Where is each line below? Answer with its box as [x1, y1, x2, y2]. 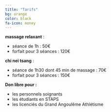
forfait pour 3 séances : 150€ [12, 72, 71, 78]
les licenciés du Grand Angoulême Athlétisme [12, 101, 104, 107]
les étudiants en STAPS [12, 96, 59, 102]
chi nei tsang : [5, 58, 34, 64]
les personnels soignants [12, 91, 62, 97]
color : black [5, 16, 32, 21]
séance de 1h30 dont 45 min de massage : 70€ [12, 67, 107, 73]
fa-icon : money [5, 20, 36, 26]
